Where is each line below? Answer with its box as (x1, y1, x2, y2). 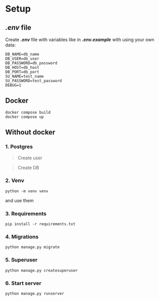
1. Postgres (5, 143, 33, 150)
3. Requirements (5, 210, 47, 217)
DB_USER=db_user (5, 56, 39, 61)
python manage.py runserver (5, 291, 65, 296)
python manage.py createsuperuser (5, 268, 78, 273)
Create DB (17, 164, 39, 170)
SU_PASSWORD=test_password (5, 78, 62, 83)
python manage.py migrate (5, 245, 60, 250)
